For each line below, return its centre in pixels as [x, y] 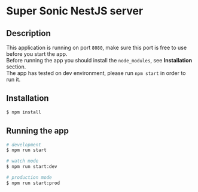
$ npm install [24, 112]
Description [28, 33]
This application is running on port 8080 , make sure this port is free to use [97, 47]
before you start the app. [37, 54]
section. [16, 67]
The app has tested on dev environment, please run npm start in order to [96, 73]
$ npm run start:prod [33, 183]
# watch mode [22, 161]
